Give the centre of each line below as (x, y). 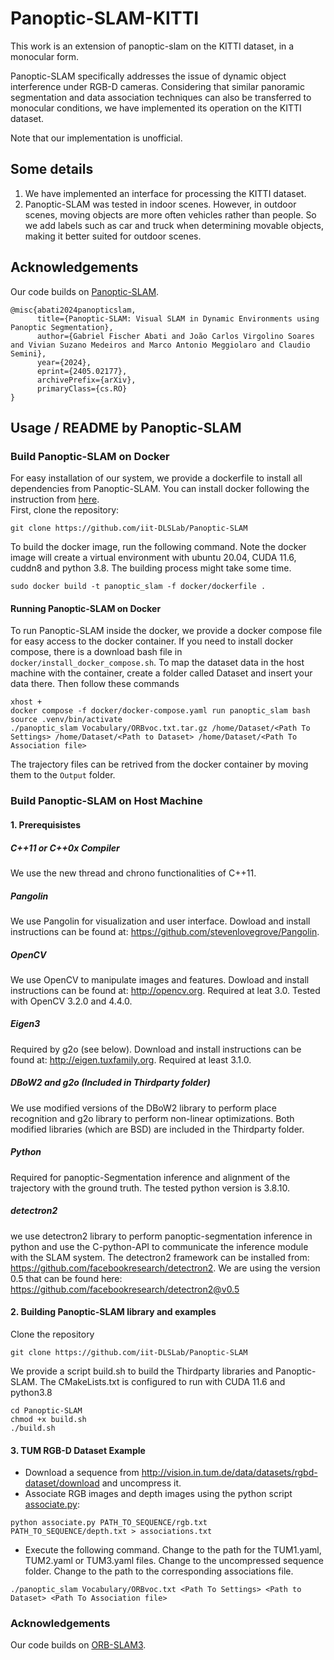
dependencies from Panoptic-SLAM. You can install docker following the (160, 489)
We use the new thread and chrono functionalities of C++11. (133, 873)
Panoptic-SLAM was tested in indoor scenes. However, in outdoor (160, 204)
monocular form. (45, 56)
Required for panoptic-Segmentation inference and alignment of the (150, 1177)
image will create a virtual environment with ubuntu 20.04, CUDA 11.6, (153, 558)
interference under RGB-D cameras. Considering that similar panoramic (157, 86)
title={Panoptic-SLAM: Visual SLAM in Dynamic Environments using (178, 318)
